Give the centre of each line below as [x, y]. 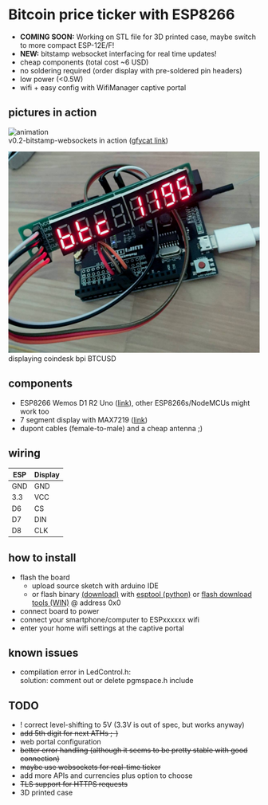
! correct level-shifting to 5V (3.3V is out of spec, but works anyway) [132, 725]
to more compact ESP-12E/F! [67, 45]
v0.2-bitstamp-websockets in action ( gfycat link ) [89, 140]
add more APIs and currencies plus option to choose [106, 776]
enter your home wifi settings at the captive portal [102, 628]
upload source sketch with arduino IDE [95, 585]
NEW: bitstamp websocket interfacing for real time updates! [118, 53]
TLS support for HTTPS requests [74, 784]
